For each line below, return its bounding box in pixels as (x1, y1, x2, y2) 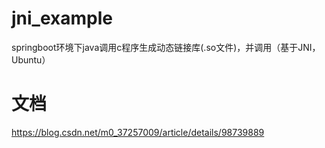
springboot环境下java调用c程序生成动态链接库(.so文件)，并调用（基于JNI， (11, 41, 321, 53)
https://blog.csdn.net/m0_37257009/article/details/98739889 (11, 126, 265, 138)
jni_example (11, 7, 113, 30)
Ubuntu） (11, 53, 51, 66)
